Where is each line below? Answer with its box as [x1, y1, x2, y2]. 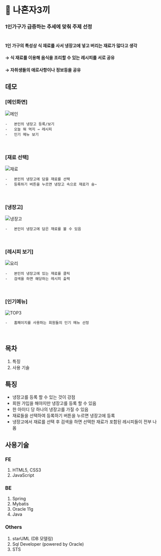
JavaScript [12, 472, 34, 478]
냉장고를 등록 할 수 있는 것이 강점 [12, 394, 75, 400]
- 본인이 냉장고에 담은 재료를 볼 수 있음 [5, 227, 81, 232]
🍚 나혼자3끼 [5, 4, 51, 16]
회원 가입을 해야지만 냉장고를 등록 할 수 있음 [12, 401, 97, 406]
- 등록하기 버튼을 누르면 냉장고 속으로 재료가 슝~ [5, 182, 97, 187]
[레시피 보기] [5, 248, 33, 255]
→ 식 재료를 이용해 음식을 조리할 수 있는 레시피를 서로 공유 [5, 55, 115, 61]
